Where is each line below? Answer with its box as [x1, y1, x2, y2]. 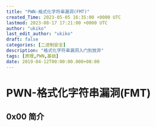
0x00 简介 [6, 111, 45, 122]
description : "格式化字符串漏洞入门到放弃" [6, 48, 104, 54]
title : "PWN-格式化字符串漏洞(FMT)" [6, 8, 91, 15]
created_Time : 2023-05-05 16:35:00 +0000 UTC [6, 14, 121, 20]
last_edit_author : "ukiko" [6, 31, 73, 37]
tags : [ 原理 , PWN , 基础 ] [6, 53, 59, 59]
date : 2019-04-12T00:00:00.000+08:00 [6, 58, 100, 64]
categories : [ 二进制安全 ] [6, 42, 66, 48]
